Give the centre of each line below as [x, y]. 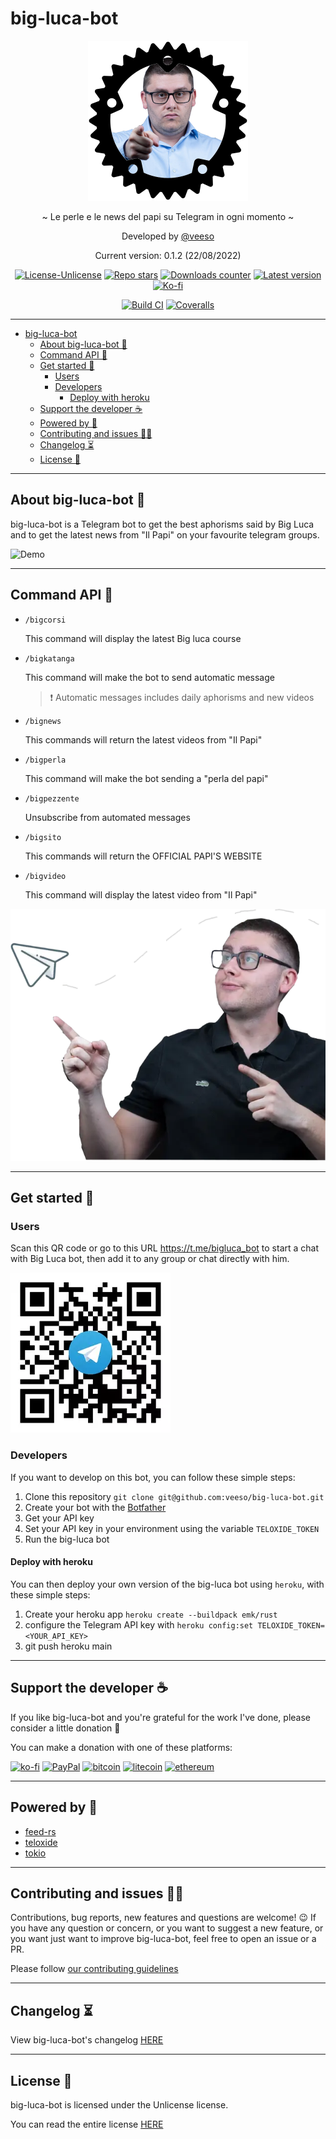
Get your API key [59, 1518]
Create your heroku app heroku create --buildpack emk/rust [151, 1614]
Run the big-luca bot [67, 1539]
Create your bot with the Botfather [95, 1507]
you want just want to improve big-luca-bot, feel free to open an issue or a [163, 1939]
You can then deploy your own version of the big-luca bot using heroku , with [167, 1584]
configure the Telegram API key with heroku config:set [139, 1624]
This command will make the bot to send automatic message [149, 677]
